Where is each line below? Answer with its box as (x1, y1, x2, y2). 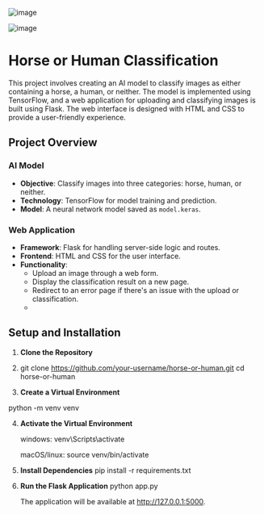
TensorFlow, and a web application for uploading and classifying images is (8, 95, 256, 105)
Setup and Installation (8, 326, 121, 340)
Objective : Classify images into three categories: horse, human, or (19, 178, 242, 188)
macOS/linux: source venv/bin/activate (19, 449, 149, 459)
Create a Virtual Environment (19, 387, 120, 397)
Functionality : (19, 259, 69, 270)
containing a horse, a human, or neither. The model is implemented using (8, 86, 252, 96)
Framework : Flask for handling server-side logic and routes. (19, 242, 220, 252)
